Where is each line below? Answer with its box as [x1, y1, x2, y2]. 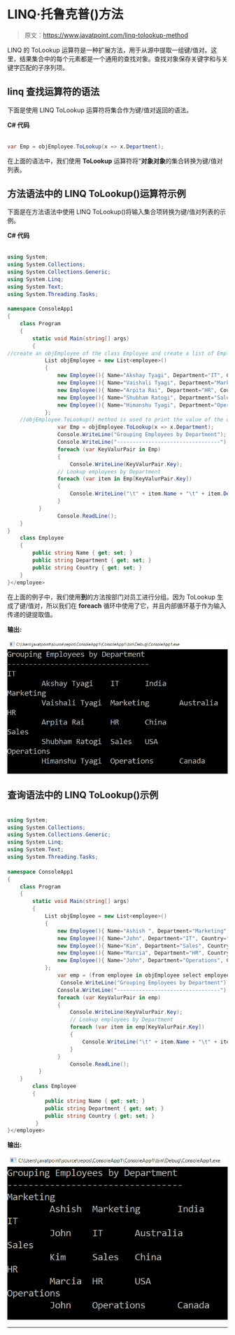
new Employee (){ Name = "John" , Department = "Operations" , [57, 957, 224, 964]
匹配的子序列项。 [19, 63, 69, 72]
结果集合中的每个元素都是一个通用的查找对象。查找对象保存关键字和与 [19, 54, 222, 63]
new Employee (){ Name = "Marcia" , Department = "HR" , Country [57, 949, 230, 957]
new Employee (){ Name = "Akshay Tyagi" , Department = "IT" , [57, 372, 224, 379]
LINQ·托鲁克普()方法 [7, 6, 124, 22]
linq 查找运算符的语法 [7, 86, 100, 98]
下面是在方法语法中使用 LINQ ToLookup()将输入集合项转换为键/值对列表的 [7, 208, 220, 216]
